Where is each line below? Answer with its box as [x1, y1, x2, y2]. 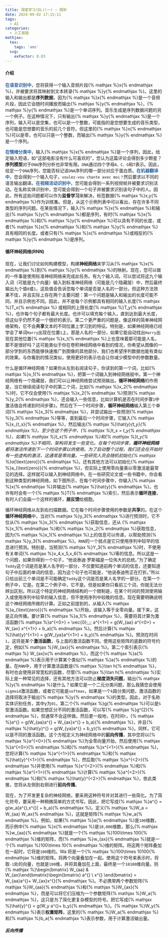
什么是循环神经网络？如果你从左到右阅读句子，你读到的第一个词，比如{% [5, 365, 156, 371]
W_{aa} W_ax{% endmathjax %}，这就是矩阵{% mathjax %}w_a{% [5, 811, 143, 817]
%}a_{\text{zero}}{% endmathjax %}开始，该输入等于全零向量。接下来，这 [5, 607, 159, 613]
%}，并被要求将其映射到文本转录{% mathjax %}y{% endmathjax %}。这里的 [5, 88, 162, 94]
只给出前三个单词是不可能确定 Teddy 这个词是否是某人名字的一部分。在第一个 [5, 575, 161, 581]
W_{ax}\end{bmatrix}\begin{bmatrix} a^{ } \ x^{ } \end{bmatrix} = [5, 872, 137, 878]
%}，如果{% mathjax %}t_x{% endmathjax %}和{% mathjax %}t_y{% [5, 433, 149, 440]
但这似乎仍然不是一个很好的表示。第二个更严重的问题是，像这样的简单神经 [5, 317, 158, 323]
